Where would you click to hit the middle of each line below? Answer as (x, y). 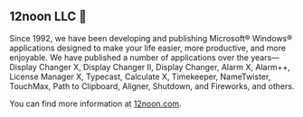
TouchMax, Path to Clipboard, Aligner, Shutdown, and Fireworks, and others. (152, 85)
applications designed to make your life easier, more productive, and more (148, 48)
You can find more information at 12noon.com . (96, 103)
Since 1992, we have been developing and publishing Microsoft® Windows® (151, 38)
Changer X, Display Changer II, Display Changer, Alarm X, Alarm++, (165, 67)
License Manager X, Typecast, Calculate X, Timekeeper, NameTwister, (140, 76)
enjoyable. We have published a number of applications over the (129, 57)
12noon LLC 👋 (48, 17)
